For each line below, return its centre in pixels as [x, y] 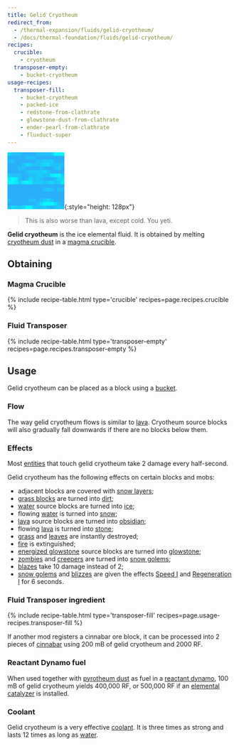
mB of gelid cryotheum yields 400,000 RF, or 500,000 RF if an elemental [114, 686]
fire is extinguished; [47, 544]
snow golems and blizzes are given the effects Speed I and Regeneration [124, 574]
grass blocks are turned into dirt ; [65, 499]
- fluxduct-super [46, 135]
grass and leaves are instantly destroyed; [78, 536]
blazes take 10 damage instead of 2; [70, 567]
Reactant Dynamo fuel [47, 663]
